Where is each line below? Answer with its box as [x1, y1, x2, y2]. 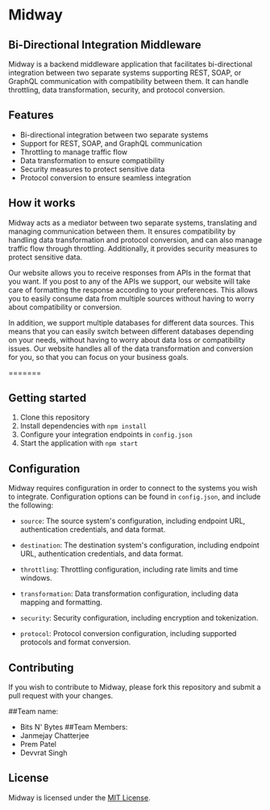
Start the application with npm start [19, 438, 139, 448]
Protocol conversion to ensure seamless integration [19, 172, 192, 183]
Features [8, 108, 54, 122]
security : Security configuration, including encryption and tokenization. [19, 613, 259, 623]
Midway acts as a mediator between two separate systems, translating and [8, 217, 257, 227]
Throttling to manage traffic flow [19, 147, 128, 157]
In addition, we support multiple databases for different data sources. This [8, 318, 255, 327]
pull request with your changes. [8, 691, 114, 701]
